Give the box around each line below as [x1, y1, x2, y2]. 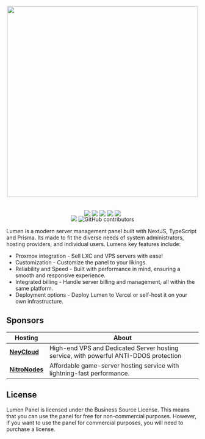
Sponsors [6, 315, 44, 326]
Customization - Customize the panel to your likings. [15, 259, 148, 266]
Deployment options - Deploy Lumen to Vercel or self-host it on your [15, 291, 188, 299]
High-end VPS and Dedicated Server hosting [49, 344, 179, 352]
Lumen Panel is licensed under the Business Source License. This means [6, 406, 190, 413]
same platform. [15, 285, 54, 292]
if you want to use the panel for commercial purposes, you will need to [6, 419, 184, 426]
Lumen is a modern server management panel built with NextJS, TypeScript [6, 228, 197, 234]
